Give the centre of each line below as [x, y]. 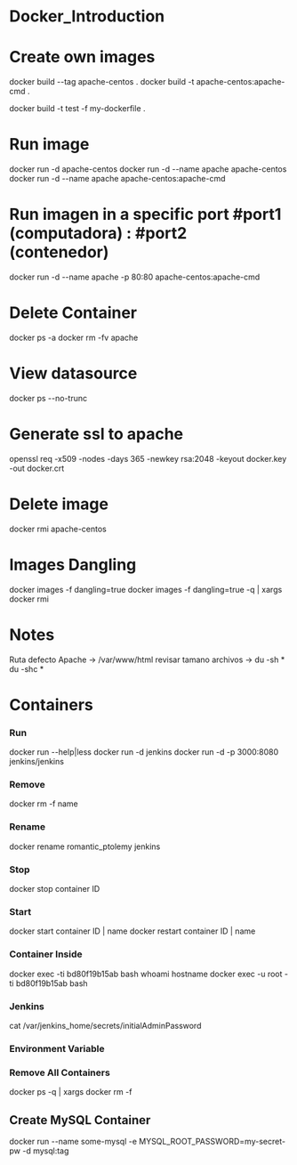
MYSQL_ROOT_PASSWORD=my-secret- [213, 1141]
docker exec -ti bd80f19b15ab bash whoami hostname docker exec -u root [146, 974]
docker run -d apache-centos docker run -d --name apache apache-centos [148, 169]
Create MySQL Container [80, 1120]
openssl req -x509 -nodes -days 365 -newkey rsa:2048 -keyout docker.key [148, 458]
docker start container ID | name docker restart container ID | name [132, 931]
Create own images [82, 57]
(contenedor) [59, 252]
